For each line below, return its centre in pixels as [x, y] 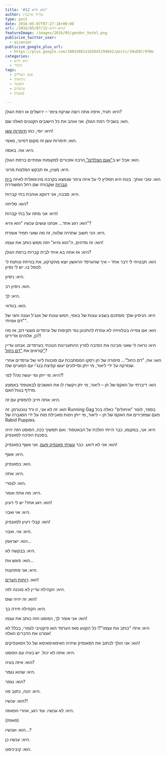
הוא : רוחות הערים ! [22, 580]
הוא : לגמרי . [16, 483]
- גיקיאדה [18, 79]
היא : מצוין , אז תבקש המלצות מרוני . [37, 169]
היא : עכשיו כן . [18, 740]
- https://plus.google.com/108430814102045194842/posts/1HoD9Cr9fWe [82, 51]
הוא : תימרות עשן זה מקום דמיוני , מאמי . [41, 141]
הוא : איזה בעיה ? [20, 662]
